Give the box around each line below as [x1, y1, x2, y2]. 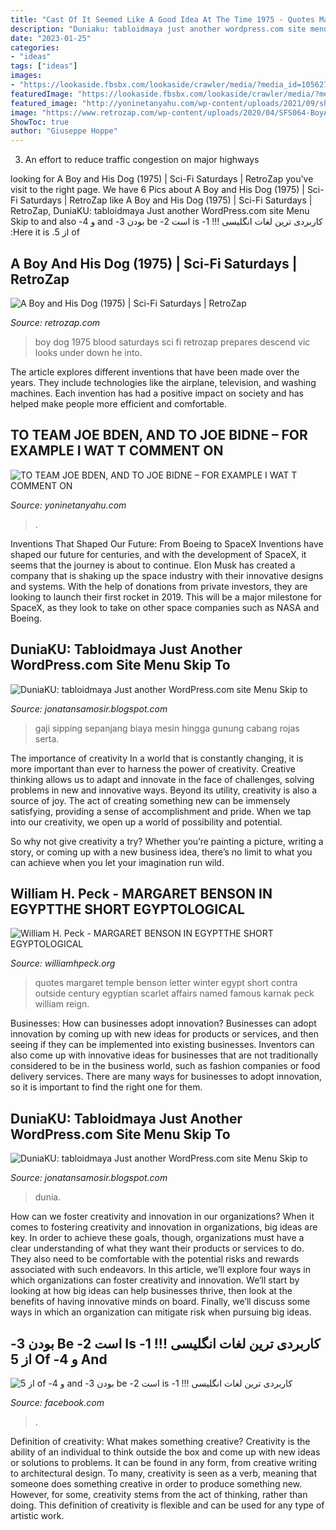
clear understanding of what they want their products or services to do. [10, 1242, 305, 1255]
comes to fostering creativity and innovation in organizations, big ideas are [10, 1221, 318, 1233]
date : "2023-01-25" [10, 33, 92, 43]
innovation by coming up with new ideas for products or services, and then [10, 1028, 320, 1040]
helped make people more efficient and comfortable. [10, 397, 227, 410]
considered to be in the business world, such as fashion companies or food [10, 1060, 321, 1072]
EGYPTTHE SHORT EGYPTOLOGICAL [10, 901, 245, 918]
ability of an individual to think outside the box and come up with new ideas [10, 1446, 321, 1458]
